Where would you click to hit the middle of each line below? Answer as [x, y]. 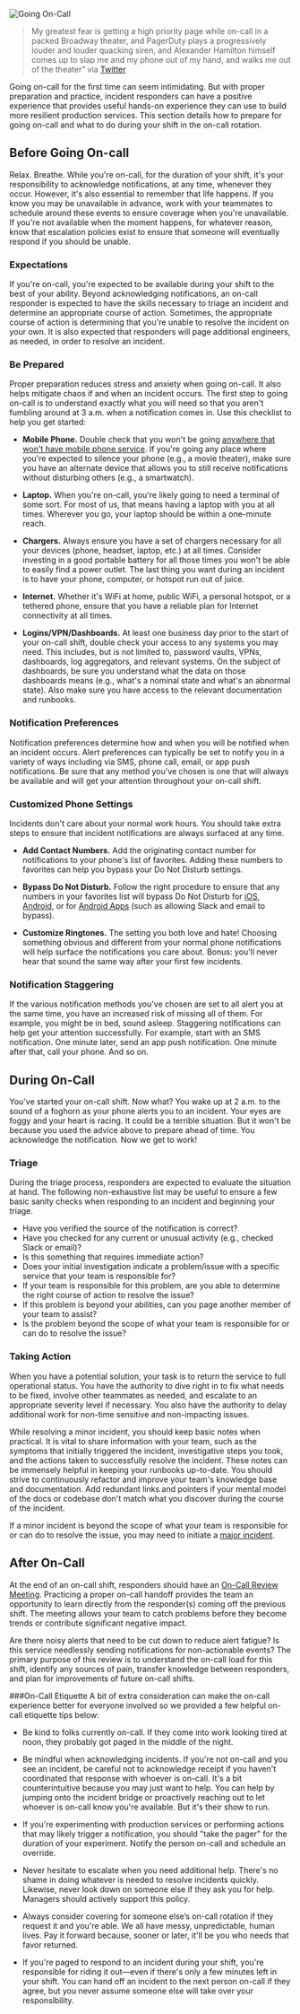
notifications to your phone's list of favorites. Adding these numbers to [153, 860]
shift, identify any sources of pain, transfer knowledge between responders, [150, 1669]
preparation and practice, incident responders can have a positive [131, 96]
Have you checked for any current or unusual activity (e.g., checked [148, 1238]
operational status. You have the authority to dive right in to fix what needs [147, 1385]
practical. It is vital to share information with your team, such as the [133, 1441]
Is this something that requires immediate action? [113, 1257]
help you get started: [48, 423]
